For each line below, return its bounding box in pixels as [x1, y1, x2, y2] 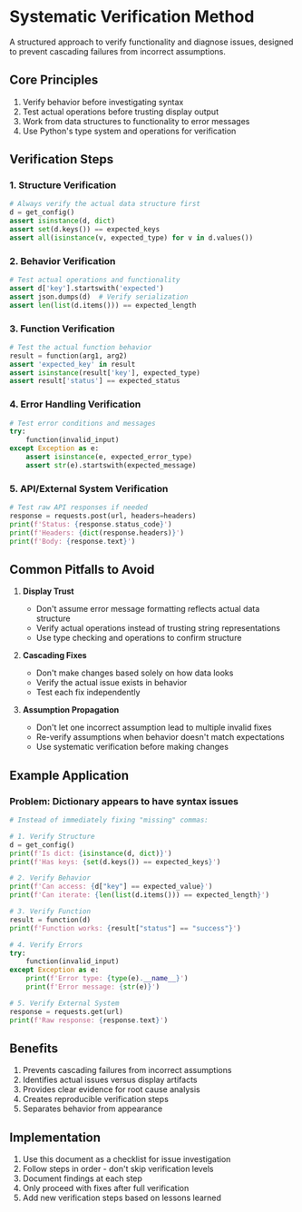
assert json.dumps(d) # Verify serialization [9, 292, 189, 301]
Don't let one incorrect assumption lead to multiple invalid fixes [35, 722, 272, 733]
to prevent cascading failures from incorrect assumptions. [9, 45, 227, 56]
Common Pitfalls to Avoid [9, 561, 155, 577]
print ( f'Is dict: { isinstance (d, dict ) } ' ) [9, 849, 172, 858]
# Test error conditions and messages [9, 419, 156, 428]
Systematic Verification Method [9, 6, 255, 27]
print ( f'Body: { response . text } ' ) [9, 537, 136, 546]
